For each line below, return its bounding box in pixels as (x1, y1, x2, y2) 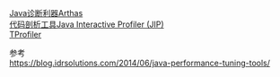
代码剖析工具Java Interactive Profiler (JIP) (9, 19, 164, 30)
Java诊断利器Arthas (9, 8, 83, 18)
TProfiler (9, 30, 42, 39)
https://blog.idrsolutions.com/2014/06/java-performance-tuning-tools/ (9, 57, 271, 68)
